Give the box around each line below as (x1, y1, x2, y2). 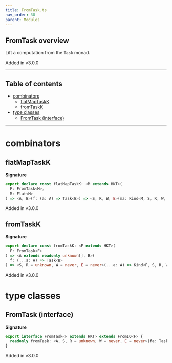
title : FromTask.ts (5, 7, 47, 13)
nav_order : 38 (5, 12, 36, 17)
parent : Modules (5, 17, 40, 22)
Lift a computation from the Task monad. (5, 50, 91, 56)
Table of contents (5, 79, 62, 88)
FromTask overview (5, 36, 69, 45)
